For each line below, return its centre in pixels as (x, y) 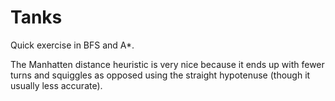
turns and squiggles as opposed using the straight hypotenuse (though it (160, 75)
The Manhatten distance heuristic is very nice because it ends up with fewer (167, 64)
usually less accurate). (56, 85)
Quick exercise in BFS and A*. (72, 45)
